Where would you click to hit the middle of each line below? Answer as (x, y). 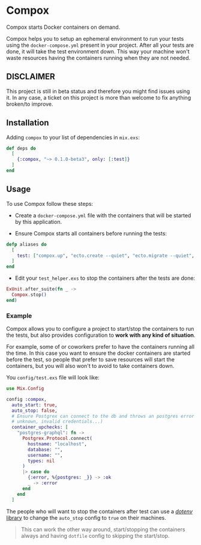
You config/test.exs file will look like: (53, 378)
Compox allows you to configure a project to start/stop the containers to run (100, 329)
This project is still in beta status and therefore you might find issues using (98, 91)
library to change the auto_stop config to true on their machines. (86, 517)
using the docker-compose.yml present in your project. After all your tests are (100, 45)
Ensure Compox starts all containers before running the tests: (91, 233)
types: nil (41, 461)
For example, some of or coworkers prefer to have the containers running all (100, 347)
